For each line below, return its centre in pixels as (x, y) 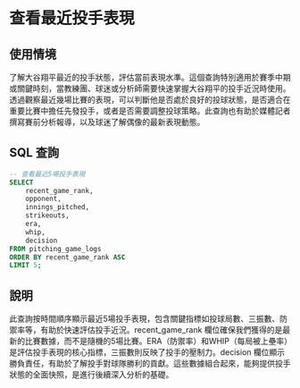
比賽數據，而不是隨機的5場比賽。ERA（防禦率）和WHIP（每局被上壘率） (156, 342)
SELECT (21, 182)
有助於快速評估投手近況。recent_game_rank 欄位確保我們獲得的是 (161, 330)
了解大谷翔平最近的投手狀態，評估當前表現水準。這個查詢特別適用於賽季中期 (150, 77)
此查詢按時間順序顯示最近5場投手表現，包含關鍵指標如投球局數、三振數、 (145, 319)
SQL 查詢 (34, 153)
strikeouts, (47, 215)
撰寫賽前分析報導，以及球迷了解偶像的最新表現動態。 (107, 122)
